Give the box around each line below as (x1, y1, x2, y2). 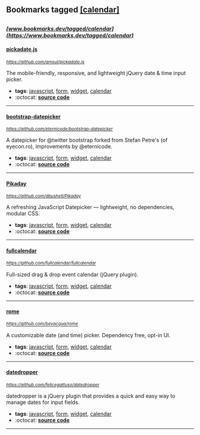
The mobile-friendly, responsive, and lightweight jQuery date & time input (6, 69, 186, 76)
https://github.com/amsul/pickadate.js (6, 59, 85, 65)
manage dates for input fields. (6, 399, 80, 406)
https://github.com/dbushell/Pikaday (6, 193, 82, 199)
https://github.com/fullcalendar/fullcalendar (6, 260, 96, 266)
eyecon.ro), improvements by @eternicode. (6, 143, 113, 150)
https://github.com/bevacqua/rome (6, 321, 79, 327)
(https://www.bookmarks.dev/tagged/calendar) (6, 32, 134, 39)
